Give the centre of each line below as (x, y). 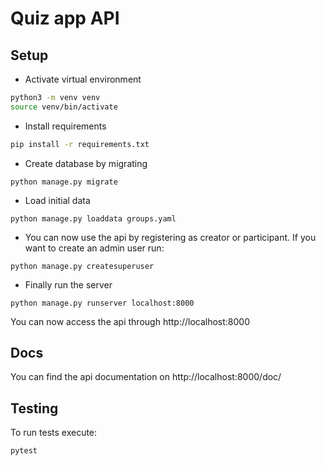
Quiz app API (65, 18)
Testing (34, 408)
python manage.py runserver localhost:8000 (102, 303)
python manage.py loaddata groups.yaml (93, 218)
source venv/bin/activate (64, 107)
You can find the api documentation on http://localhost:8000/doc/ (146, 377)
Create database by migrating (86, 163)
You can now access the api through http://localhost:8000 (130, 321)
